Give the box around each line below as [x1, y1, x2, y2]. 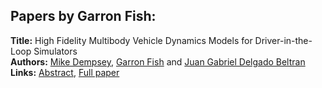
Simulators [33, 45, 78, 57]
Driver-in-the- [254, 34, 313, 46]
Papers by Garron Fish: [10, 8, 157, 25]
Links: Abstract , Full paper [10, 66, 120, 78]
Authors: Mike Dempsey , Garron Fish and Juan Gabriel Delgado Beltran [10, 55, 306, 68]
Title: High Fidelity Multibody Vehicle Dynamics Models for [10, 34, 253, 46]
